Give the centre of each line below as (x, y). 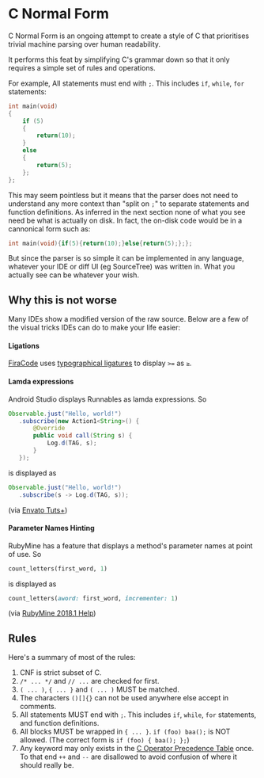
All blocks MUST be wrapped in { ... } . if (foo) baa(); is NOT (125, 732)
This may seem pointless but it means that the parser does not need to (123, 195)
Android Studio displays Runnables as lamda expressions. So (107, 399)
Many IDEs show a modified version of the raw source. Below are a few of (128, 319)
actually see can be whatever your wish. (74, 275)
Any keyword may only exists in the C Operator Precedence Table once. (137, 749)
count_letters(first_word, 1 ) (58, 568)
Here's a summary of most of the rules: (72, 658)
